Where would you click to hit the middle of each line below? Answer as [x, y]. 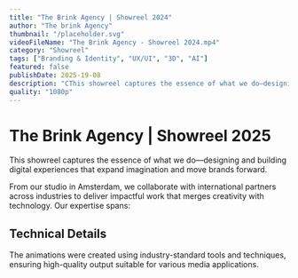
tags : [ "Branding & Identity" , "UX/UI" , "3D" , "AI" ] [109, 59]
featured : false [39, 68]
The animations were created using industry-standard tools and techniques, [148, 255]
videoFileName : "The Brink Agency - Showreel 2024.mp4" [114, 42]
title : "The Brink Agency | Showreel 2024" [91, 17]
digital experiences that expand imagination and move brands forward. [138, 170]
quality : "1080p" [41, 91]
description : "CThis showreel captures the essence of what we [129, 83]
